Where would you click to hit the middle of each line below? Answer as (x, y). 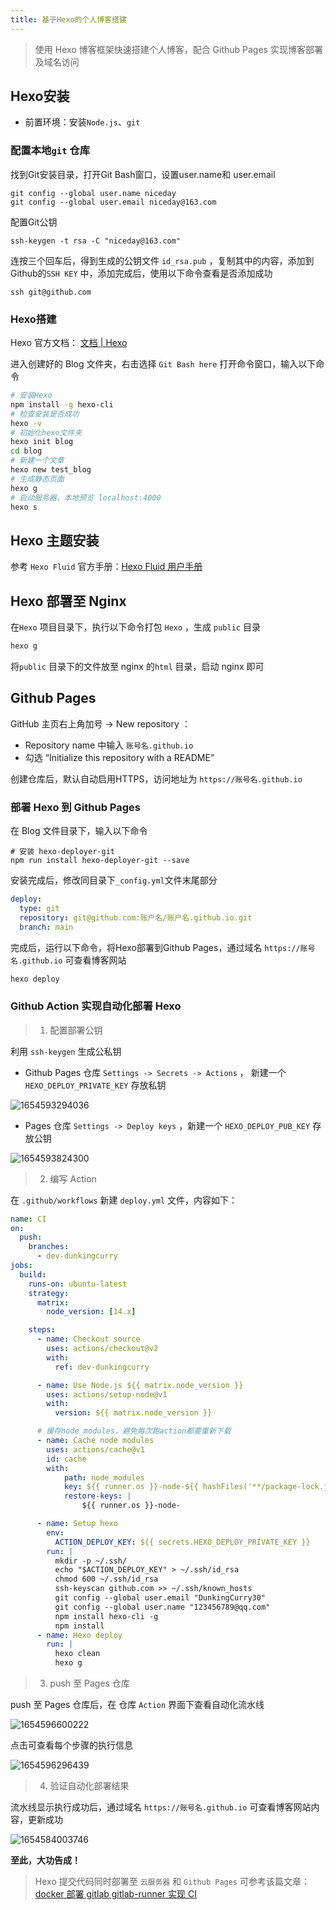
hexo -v (26, 423)
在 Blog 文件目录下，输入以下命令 (79, 831)
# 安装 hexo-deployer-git (62, 852)
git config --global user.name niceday (93, 193)
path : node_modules (104, 1477)
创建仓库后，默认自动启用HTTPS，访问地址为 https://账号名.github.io (156, 778)
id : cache (66, 1459)
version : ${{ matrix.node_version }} (133, 1413)
